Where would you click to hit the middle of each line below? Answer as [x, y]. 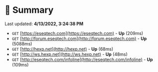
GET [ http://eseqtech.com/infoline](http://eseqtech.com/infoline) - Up [82, 59]
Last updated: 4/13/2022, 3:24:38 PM [44, 24]
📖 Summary [29, 10]
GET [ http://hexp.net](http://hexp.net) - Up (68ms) [63, 49]
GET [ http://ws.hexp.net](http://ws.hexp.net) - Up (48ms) [70, 54]
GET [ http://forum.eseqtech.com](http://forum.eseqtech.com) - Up [79, 38]
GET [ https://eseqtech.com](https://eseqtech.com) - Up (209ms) [78, 33]
